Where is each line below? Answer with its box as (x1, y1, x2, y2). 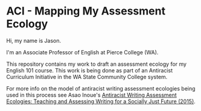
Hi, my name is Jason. (6, 37, 62, 44)
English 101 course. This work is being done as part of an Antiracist (6, 66, 173, 74)
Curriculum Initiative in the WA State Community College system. (6, 73, 168, 80)
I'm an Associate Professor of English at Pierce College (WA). (6, 48, 159, 55)
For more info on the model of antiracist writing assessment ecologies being (6, 84, 196, 92)
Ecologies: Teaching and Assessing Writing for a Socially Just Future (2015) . (6, 98, 196, 105)
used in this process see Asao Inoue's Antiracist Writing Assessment (6, 91, 177, 98)
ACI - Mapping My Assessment (6, 4, 166, 18)
